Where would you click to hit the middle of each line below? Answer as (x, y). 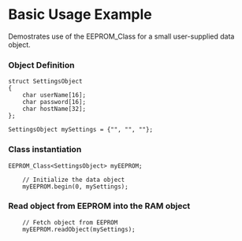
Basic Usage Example (80, 15)
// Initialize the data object (74, 180)
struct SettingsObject (45, 82)
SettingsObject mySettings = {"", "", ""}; (81, 130)
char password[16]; (54, 102)
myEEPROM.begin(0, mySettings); (75, 187)
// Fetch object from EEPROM (70, 222)
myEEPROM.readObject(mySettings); (79, 229)
